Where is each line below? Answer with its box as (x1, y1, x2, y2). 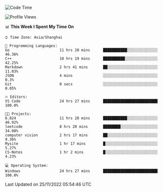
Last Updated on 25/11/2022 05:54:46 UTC (5, 181, 91, 187)
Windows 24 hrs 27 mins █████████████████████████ (5, 169, 158, 174)
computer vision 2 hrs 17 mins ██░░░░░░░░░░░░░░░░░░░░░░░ (5, 133, 158, 138)
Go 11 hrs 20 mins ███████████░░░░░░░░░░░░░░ (5, 48, 158, 52)
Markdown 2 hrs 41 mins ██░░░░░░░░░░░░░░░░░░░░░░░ (5, 65, 158, 70)
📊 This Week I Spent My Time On (5, 24, 74, 29)
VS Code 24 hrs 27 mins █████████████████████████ (5, 99, 158, 104)
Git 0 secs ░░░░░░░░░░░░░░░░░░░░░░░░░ (5, 82, 158, 87)
